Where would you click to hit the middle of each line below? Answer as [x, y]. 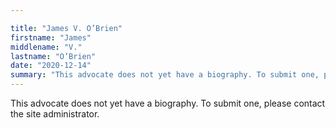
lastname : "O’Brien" [53, 56]
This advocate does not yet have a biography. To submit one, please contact [168, 103]
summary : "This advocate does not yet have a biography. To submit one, [165, 75]
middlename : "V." [46, 47]
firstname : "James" [51, 37]
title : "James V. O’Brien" [66, 28]
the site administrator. [55, 114]
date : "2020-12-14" [51, 66]
